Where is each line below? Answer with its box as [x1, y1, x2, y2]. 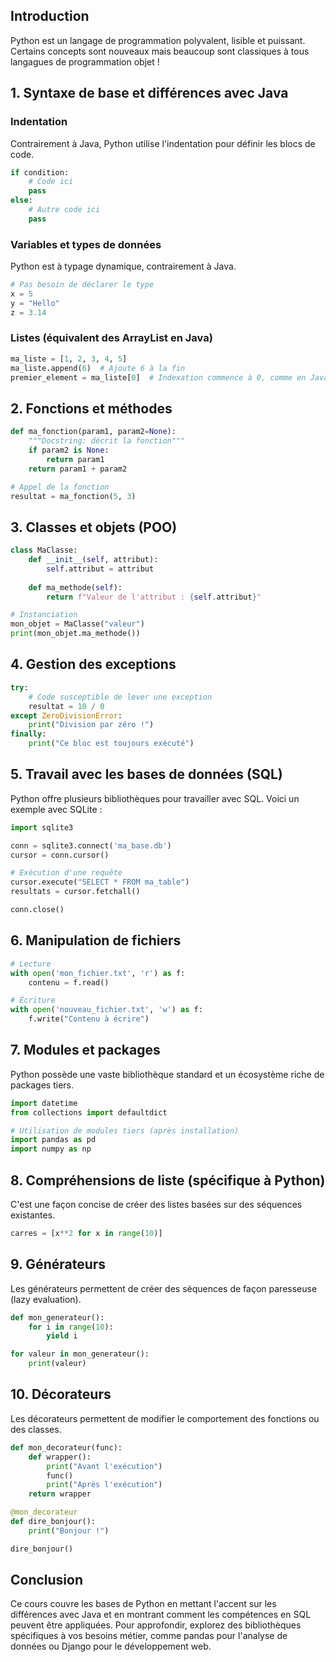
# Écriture [10, 995, 56, 1006]
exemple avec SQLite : [10, 803, 103, 815]
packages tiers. [10, 1079, 75, 1091]
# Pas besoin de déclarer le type [10, 280, 155, 290]
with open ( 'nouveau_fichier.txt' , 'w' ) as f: [10, 1005, 203, 1015]
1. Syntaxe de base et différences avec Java [10, 85, 289, 102]
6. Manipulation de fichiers [10, 932, 182, 949]
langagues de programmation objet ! [10, 55, 160, 68]
